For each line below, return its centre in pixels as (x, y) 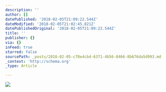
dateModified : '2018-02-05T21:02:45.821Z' (50, 24)
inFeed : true (19, 47)
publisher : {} (20, 38)
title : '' (16, 33)
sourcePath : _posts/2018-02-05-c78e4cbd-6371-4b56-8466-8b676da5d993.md (83, 57)
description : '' (22, 10)
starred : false (21, 52)
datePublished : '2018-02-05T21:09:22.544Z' (52, 19)
